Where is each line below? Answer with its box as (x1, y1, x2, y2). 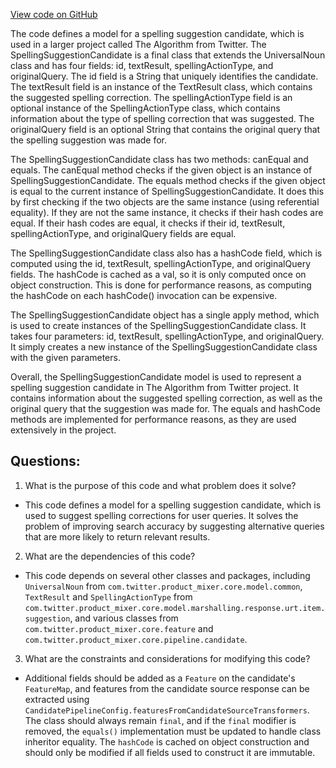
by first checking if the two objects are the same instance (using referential (10, 196, 320, 208)
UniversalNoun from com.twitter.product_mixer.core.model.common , (24, 580, 303, 592)
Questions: (10, 453, 81, 470)
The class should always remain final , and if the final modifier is (24, 714, 297, 726)
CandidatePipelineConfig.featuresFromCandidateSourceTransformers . (24, 704, 310, 716)
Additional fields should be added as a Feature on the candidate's (24, 672, 296, 684)
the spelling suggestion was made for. (10, 134, 168, 146)
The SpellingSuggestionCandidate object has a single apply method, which (10, 309, 320, 321)
